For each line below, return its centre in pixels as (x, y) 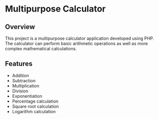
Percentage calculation (35, 101)
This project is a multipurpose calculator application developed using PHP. (79, 38)
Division (20, 91)
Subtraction (24, 80)
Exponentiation (27, 96)
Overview (20, 27)
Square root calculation (35, 106)
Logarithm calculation (34, 111)
